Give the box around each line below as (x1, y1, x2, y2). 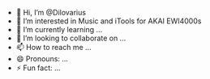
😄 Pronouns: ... (15, 54, 69, 64)
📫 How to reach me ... (15, 43, 92, 52)
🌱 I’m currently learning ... (15, 25, 103, 34)
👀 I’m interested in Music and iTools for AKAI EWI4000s (15, 16, 202, 26)
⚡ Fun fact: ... (15, 63, 61, 73)
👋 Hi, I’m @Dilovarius (15, 8, 87, 17)
